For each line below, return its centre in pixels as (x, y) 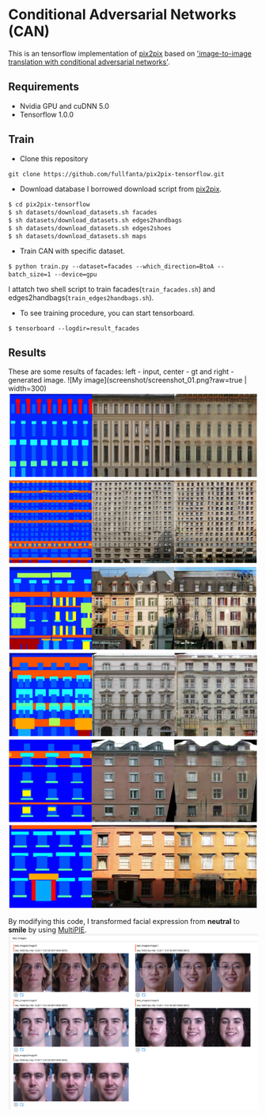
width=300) (28, 389)
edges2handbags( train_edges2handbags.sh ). (81, 297)
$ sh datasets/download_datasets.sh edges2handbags (95, 220)
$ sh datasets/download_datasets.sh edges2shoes (90, 228)
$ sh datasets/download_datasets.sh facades (83, 212)
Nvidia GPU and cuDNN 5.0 (64, 106)
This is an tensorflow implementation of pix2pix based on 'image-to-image (130, 53)
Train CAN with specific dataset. (72, 251)
